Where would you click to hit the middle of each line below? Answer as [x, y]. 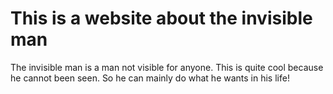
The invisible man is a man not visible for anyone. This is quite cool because [167, 67]
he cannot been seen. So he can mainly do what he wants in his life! [150, 78]
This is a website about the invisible [161, 18]
